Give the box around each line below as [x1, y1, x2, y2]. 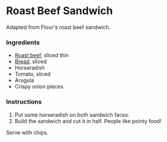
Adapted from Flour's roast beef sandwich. [6, 24, 111, 31]
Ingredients [6, 38, 40, 47]
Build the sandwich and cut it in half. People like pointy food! [14, 117, 162, 124]
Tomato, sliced [14, 71, 51, 78]
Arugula [14, 77, 34, 84]
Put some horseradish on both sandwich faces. [14, 111, 130, 118]
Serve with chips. [6, 128, 48, 136]
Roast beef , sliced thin [14, 52, 69, 59]
